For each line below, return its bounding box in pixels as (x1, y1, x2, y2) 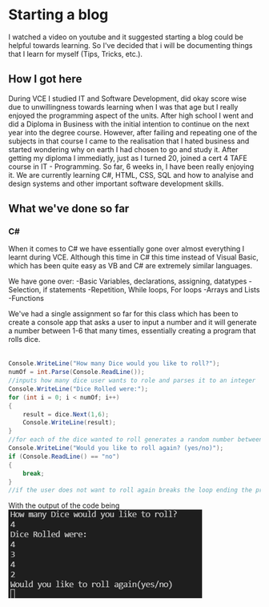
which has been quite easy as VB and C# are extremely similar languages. (8, 261, 253, 271)
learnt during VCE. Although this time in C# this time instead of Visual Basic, (8, 252, 259, 262)
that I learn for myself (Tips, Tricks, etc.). (8, 49, 143, 58)
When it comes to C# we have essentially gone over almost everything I (8, 244, 245, 254)
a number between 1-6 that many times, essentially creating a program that (8, 326, 256, 336)
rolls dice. (8, 335, 41, 344)
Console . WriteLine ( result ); (22, 419, 116, 427)
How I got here (8, 72, 82, 86)
